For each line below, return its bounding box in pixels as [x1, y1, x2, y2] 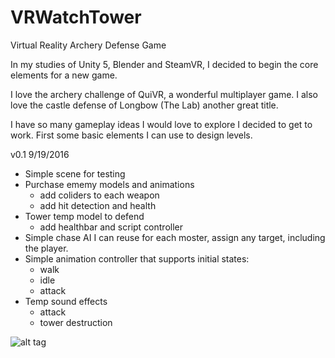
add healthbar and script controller [39, 221, 184, 233]
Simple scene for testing [24, 167, 126, 180]
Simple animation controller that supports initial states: [24, 252, 250, 265]
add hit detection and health [39, 199, 157, 211]
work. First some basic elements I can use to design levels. [10, 129, 253, 141]
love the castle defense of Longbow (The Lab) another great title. [10, 99, 279, 111]
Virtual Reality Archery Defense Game [10, 39, 167, 51]
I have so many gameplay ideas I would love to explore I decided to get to [10, 118, 313, 130]
